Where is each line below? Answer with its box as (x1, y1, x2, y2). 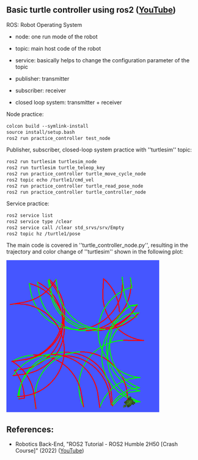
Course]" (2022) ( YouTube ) (15, 447, 84, 454)
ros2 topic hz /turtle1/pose (6, 230, 81, 237)
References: (6, 424, 54, 434)
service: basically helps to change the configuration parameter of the (15, 56, 190, 64)
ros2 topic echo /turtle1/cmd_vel (6, 177, 95, 183)
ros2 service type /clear (6, 218, 72, 225)
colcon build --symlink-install (6, 123, 89, 129)
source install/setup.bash (6, 129, 75, 135)
